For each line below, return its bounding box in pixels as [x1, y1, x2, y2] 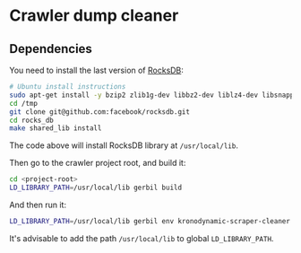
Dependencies [9, 41, 92, 57]
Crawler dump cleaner [9, 5, 179, 26]
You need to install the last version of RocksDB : [9, 65, 184, 75]
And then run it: [9, 199, 67, 210]
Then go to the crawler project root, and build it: [9, 158, 186, 169]
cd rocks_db [9, 116, 54, 125]
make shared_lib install [9, 124, 102, 133]
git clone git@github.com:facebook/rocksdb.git [9, 107, 191, 117]
